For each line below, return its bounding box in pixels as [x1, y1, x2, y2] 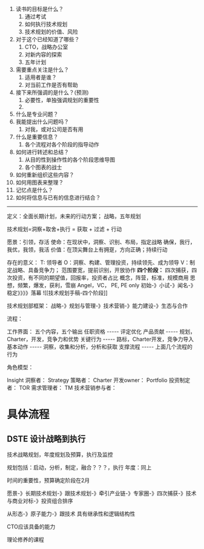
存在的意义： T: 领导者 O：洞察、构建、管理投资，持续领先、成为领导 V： [7, 259, 190, 266]
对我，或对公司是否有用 [24, 126, 84, 132]
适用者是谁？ [24, 73, 57, 81]
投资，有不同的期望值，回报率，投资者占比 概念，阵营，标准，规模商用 [12, 274, 189, 281]
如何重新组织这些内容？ [15, 171, 74, 178]
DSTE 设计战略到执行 [7, 434, 86, 444]
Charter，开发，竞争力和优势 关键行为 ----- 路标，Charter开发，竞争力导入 [7, 336, 194, 343]
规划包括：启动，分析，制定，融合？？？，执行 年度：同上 [7, 464, 152, 471]
